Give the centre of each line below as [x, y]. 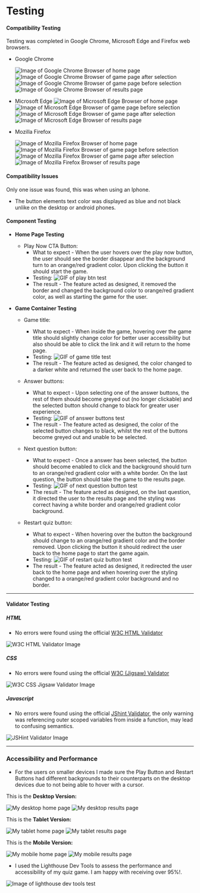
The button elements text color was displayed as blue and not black [98, 201]
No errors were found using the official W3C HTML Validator [89, 633]
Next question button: [50, 449]
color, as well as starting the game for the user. [90, 296]
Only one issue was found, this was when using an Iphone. [78, 189]
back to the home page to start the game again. [91, 553]
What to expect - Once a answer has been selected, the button [110, 460]
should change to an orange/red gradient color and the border [109, 540]
